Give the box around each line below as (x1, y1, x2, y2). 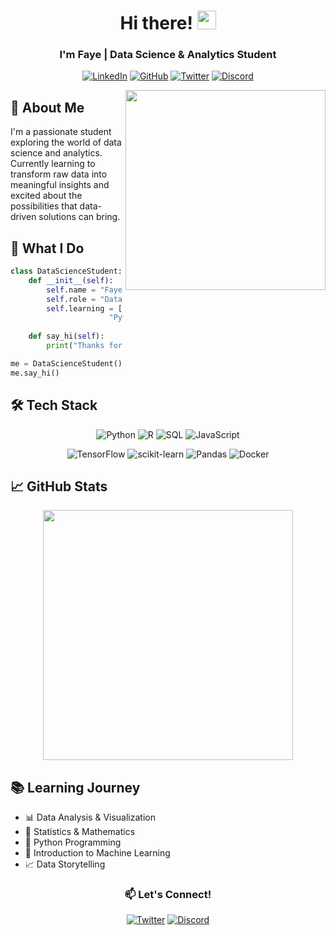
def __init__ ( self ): (28, 275, 114, 285)
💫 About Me (10, 99, 85, 116)
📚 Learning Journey (10, 779, 141, 796)
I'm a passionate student (10, 126, 112, 138)
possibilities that (10, 200, 78, 212)
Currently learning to (10, 158, 96, 170)
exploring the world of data (10, 136, 122, 149)
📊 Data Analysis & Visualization (24, 811, 156, 824)
